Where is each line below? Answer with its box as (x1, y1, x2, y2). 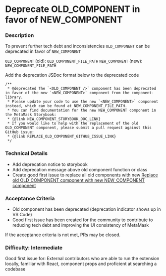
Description (5, 32, 34, 39)
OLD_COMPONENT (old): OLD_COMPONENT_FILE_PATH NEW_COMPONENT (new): (5, 58, 143, 64)
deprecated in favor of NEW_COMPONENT (5, 48, 81, 54)
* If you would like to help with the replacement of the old (7, 121, 139, 126)
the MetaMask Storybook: (5, 112, 56, 118)
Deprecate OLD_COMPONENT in (5, 3, 140, 15)
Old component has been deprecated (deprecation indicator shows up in (12, 206, 161, 212)
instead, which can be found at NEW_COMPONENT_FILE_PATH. (5, 104, 127, 109)
